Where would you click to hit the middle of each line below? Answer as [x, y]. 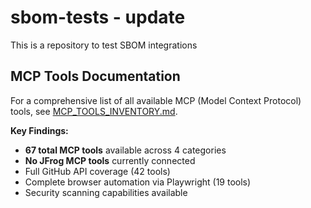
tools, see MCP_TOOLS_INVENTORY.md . [94, 111]
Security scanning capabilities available [106, 192]
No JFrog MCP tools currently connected [110, 160]
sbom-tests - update [98, 17]
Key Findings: [39, 130]
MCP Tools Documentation [95, 76]
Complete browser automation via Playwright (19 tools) [138, 182]
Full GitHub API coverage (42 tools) [97, 171]
